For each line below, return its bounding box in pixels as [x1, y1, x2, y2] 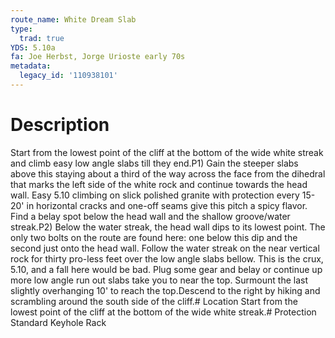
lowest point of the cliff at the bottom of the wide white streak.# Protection [10, 306, 317, 318]
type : [10, 24, 33, 34]
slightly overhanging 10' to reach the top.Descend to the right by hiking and [10, 284, 321, 296]
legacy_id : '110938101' [19, 71, 118, 81]
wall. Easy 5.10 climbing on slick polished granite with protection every [10, 189, 300, 201]
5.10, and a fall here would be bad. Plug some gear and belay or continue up [10, 263, 323, 275]
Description [10, 114, 110, 136]
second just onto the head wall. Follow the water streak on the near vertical [10, 242, 320, 254]
